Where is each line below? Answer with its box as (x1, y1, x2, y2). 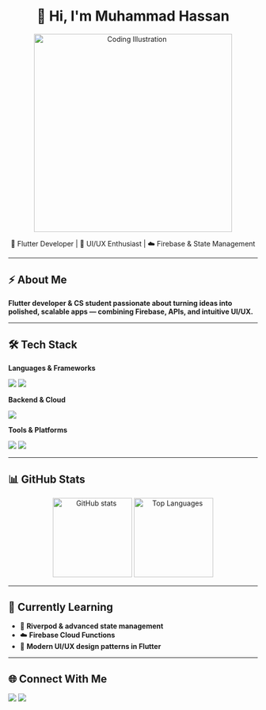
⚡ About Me (8, 273, 67, 287)
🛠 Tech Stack (8, 338, 78, 352)
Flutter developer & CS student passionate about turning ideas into (8, 298, 233, 307)
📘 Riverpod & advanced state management (19, 621, 164, 631)
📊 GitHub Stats (8, 472, 85, 486)
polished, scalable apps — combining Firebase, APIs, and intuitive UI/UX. (8, 307, 253, 316)
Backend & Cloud (8, 395, 66, 404)
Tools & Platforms (8, 425, 68, 434)
